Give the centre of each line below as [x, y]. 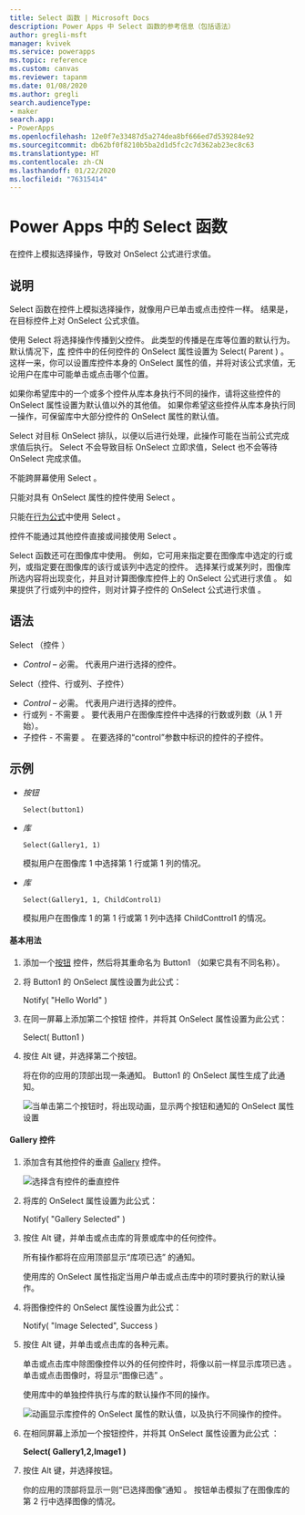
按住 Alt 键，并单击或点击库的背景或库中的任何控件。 [122, 1238]
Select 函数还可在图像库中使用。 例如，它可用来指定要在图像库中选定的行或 [151, 555]
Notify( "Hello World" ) [65, 1000]
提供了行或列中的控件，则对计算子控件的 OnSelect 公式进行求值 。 [142, 590]
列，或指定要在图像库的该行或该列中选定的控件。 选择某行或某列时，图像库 [150, 567]
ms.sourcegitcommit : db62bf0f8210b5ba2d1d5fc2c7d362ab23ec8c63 [132, 145]
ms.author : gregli [44, 94]
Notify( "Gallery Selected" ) [74, 1219]
